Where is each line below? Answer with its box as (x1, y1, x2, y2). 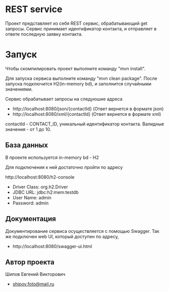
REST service (5, 4, 63, 15)
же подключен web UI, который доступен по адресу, (5, 233, 120, 239)
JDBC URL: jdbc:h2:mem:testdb (12, 189, 79, 195)
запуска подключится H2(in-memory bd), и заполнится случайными (5, 80, 152, 87)
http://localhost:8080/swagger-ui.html (12, 243, 92, 249)
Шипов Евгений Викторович (5, 271, 66, 277)
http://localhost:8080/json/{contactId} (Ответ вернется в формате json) (12, 105, 164, 112)
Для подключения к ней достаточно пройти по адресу (5, 164, 123, 170)
